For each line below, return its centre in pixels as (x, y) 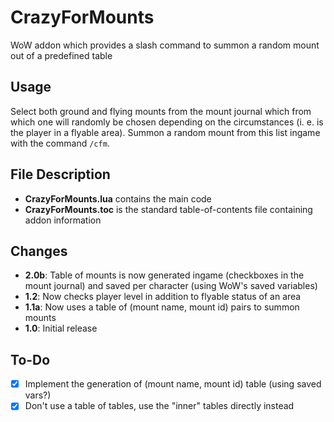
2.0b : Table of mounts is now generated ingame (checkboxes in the (164, 275)
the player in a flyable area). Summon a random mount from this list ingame (165, 132)
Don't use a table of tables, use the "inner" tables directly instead (159, 406)
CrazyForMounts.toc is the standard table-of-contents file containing (168, 209)
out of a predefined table (61, 55)
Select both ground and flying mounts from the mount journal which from (161, 111)
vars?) (38, 395)
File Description (60, 174)
